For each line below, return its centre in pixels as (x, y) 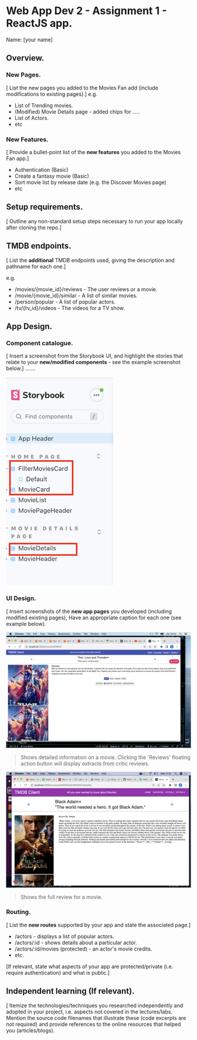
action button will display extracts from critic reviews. (85, 764)
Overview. (25, 58)
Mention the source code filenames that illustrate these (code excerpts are (96, 1018)
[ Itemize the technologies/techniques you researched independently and (95, 1005)
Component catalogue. (40, 343)
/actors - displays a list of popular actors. (64, 936)
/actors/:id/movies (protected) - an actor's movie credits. (83, 949)
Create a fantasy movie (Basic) (52, 176)
